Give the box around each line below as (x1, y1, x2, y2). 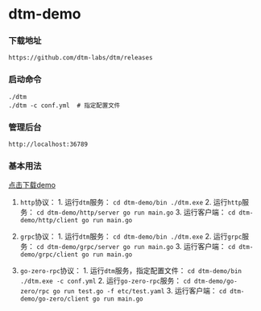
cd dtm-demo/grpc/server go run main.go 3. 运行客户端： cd (35, 242, 236, 251)
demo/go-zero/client (19, 295, 89, 303)
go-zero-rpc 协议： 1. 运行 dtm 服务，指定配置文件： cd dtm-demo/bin (19, 266, 242, 276)
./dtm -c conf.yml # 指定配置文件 (8, 102, 121, 110)
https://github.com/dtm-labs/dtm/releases (8, 54, 153, 62)
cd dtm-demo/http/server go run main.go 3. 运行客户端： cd (35, 207, 236, 218)
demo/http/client (19, 217, 79, 225)
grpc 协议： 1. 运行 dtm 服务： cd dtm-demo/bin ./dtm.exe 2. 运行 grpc (19, 231, 242, 242)
